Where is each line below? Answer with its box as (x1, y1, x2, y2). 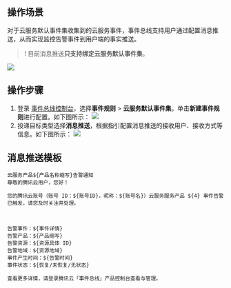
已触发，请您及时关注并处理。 (7, 200, 79, 207)
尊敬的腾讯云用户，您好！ (7, 179, 69, 186)
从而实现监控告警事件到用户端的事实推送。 (19, 34, 140, 43)
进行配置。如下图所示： (23, 112, 90, 121)
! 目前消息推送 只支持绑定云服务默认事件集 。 (23, 49, 149, 57)
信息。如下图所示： (17, 130, 72, 138)
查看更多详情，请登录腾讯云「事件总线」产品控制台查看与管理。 (7, 275, 161, 282)
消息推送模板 (7, 152, 62, 164)
